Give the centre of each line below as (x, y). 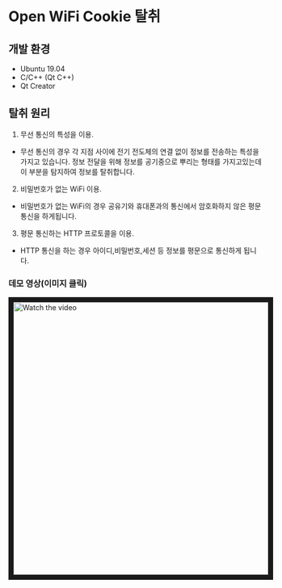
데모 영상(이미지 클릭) (48, 283)
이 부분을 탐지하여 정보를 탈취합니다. (77, 171)
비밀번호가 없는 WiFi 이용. (61, 189)
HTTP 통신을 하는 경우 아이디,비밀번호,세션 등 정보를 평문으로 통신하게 (131, 250)
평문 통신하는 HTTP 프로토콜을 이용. (77, 233)
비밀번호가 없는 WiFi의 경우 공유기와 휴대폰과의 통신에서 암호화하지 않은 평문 (141, 206)
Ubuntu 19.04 (42, 69)
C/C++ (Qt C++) (47, 77)
